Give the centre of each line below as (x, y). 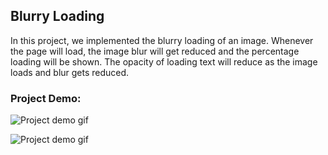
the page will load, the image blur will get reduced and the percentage (155, 51)
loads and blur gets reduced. (70, 72)
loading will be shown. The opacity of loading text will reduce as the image (164, 61)
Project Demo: (46, 98)
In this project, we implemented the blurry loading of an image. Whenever (162, 40)
